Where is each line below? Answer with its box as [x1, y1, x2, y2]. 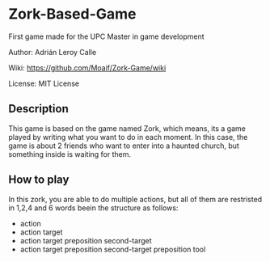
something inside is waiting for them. [8, 149, 132, 158]
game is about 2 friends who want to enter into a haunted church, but [8, 141, 240, 150]
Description [8, 102, 69, 116]
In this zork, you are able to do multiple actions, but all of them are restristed [8, 194, 263, 204]
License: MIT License [8, 78, 79, 88]
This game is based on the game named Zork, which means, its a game [8, 123, 247, 133]
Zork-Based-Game [8, 5, 137, 23]
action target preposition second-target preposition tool [19, 244, 206, 254]
